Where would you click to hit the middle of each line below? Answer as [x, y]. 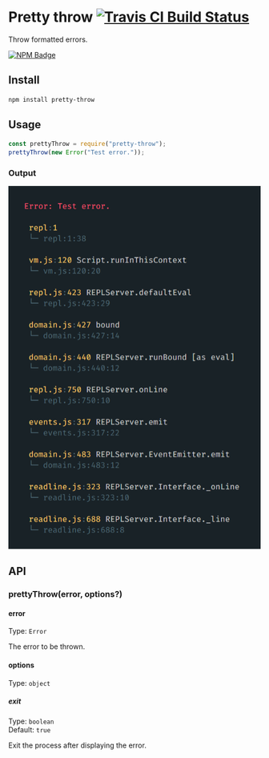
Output [22, 173]
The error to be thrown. [47, 647]
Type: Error [28, 631]
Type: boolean [31, 721]
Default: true [30, 730]
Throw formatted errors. [48, 39]
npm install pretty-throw [51, 99]
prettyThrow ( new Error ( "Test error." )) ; [77, 152]
